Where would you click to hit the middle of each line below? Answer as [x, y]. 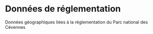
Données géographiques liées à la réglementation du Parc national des [76, 22]
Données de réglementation [63, 9]
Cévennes [15, 27]
